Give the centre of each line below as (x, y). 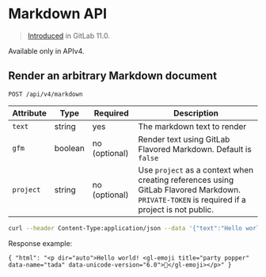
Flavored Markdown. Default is (195, 149)
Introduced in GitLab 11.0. (69, 36)
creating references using (186, 180)
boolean (70, 148)
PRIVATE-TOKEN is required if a (192, 199)
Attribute (30, 113)
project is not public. (176, 209)
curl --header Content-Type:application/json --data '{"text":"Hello (125, 228)
